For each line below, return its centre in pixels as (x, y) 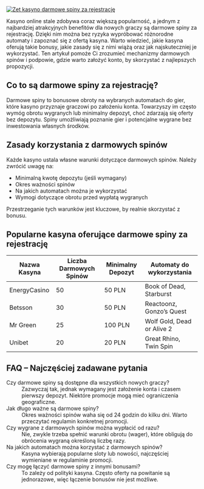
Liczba (77, 261)
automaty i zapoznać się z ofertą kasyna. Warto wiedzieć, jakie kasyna (95, 40)
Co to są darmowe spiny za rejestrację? (82, 85)
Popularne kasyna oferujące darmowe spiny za (97, 235)
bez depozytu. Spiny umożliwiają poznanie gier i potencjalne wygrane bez (99, 119)
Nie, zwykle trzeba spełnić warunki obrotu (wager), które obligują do (107, 434)
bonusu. (17, 215)
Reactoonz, (161, 304)
